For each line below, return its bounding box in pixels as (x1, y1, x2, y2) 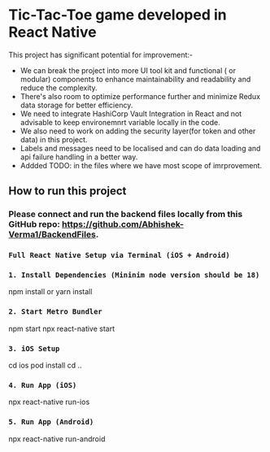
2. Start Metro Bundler (8, 307, 103, 316)
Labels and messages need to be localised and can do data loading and (20, 143, 261, 153)
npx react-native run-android (8, 433, 106, 444)
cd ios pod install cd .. (8, 360, 82, 371)
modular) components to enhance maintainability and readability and (20, 74, 251, 84)
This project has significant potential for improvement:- (8, 50, 194, 59)
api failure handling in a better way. (20, 152, 138, 162)
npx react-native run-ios (8, 397, 90, 407)
